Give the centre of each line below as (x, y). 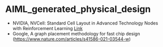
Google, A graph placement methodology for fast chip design (76, 33)
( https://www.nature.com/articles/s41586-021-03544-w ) (72, 39)
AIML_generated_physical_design (78, 9)
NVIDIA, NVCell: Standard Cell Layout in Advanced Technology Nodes (85, 23)
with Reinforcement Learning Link (47, 28)
